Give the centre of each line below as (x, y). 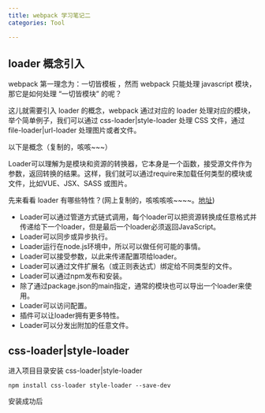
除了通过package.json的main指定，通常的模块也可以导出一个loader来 (132, 286)
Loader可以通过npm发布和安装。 (73, 276)
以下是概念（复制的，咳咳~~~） (60, 147)
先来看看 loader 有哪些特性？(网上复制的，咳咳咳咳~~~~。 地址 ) (112, 200)
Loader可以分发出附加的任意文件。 (76, 326)
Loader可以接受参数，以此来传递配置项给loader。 (100, 256)
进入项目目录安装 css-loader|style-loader (75, 370)
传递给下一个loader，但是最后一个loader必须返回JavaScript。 (120, 227)
